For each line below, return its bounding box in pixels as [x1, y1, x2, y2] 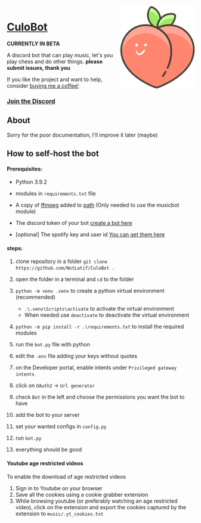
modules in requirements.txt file [15, 190, 96, 197]
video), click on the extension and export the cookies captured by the [15, 503, 187, 510]
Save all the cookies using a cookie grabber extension [15, 491, 149, 498]
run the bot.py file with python [15, 341, 91, 348]
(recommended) [15, 293, 55, 301]
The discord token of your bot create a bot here [15, 219, 133, 227]
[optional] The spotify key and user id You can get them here [15, 231, 165, 238]
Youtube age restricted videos [7, 460, 84, 467]
